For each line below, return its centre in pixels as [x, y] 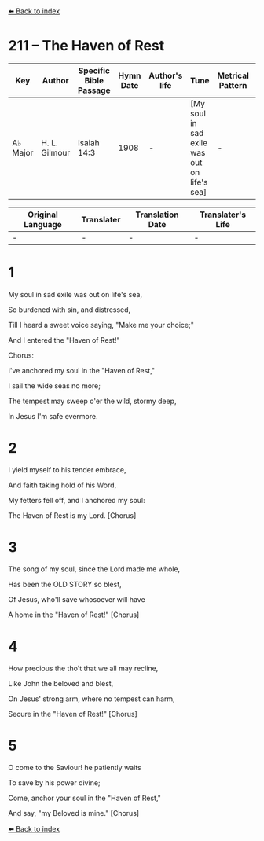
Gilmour [55, 152]
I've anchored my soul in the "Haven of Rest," [82, 370]
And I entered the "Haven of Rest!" [64, 340]
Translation [157, 215]
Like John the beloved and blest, [61, 683]
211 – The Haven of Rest [86, 46]
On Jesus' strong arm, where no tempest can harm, [92, 699]
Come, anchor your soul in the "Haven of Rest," [84, 798]
